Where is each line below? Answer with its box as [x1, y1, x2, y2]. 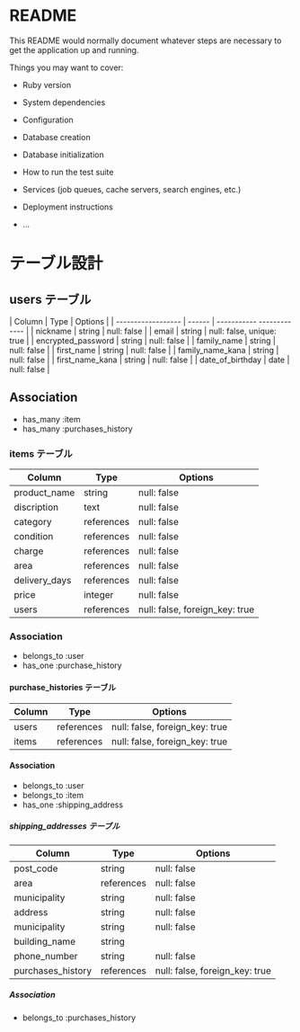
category [13, 516, 52, 529]
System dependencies [22, 96, 106, 108]
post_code [13, 862, 58, 875]
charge [13, 545, 44, 557]
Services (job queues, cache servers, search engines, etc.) [22, 183, 242, 194]
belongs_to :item [22, 789, 84, 800]
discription [13, 501, 59, 513]
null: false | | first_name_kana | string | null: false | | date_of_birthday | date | [9, 354, 290, 365]
